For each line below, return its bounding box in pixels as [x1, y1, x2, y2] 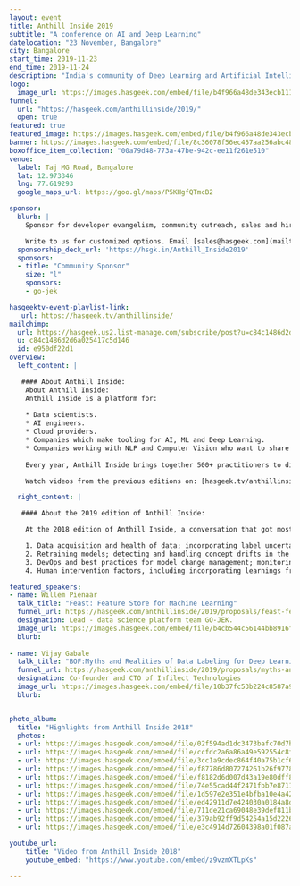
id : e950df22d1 [17, 345, 74, 354]
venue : [9, 154, 34, 164]
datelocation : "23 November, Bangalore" [9, 38, 162, 47]
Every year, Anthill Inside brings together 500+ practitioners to [25, 460, 281, 470]
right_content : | [17, 493, 82, 502]
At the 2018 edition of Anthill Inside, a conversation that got [25, 525, 274, 534]
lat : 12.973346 [17, 171, 74, 180]
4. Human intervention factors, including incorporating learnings [25, 566, 281, 575]
